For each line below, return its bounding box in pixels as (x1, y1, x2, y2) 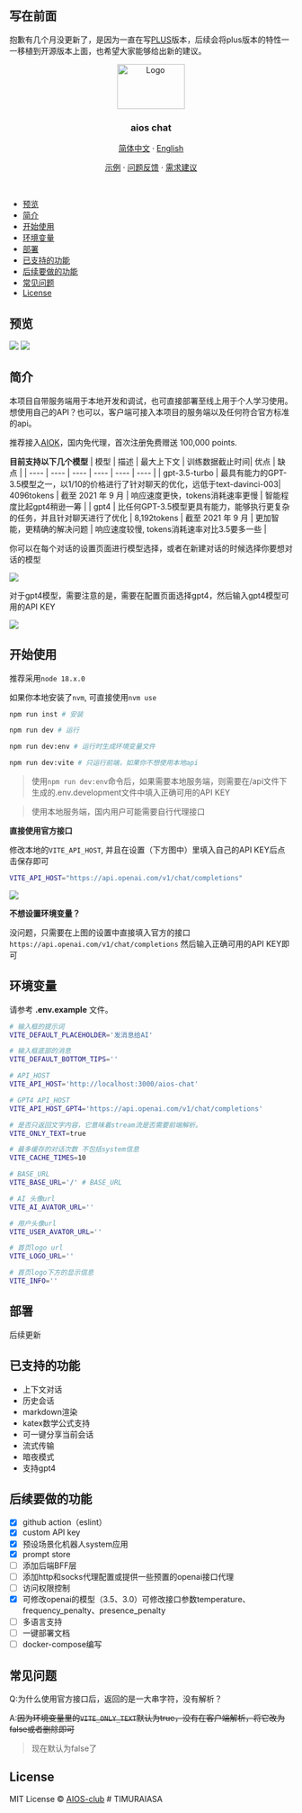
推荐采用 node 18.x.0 (9, 672, 85, 683)
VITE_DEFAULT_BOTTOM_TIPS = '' (9, 1055, 119, 1064)
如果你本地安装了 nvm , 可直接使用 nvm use (9, 691, 157, 702)
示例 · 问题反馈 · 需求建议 (104, 162, 198, 173)
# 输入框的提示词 (9, 1022, 65, 1031)
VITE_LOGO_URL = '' (9, 1252, 75, 1261)
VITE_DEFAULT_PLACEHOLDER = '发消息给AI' (9, 1030, 154, 1040)
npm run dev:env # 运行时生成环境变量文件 (9, 742, 155, 752)
